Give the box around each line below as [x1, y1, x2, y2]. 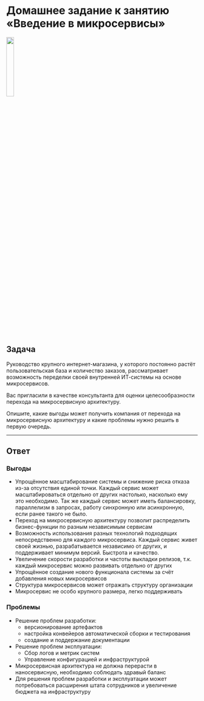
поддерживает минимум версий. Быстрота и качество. [15, 549, 160, 556]
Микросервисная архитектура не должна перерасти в [15, 662, 157, 669]
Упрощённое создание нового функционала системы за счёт [15, 568, 174, 576]
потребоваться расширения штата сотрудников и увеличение [15, 682, 177, 689]
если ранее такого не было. [15, 510, 87, 517]
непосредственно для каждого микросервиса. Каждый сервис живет [15, 536, 197, 544]
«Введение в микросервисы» [6, 16, 166, 30]
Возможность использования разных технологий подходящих [15, 530, 177, 537]
